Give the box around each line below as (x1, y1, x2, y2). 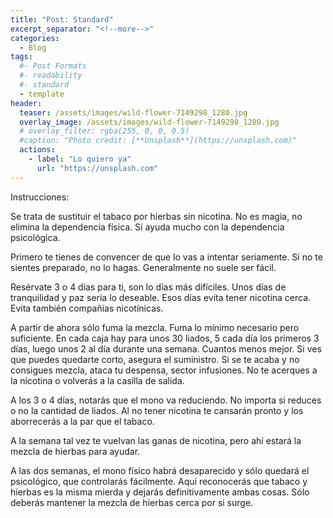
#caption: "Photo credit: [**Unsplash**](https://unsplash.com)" (19, 136, 298, 146)
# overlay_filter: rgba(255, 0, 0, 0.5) (19, 126, 190, 136)
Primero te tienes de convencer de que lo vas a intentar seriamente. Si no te (10, 251, 323, 263)
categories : (10, 33, 60, 43)
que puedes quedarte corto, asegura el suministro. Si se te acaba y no (10, 353, 300, 365)
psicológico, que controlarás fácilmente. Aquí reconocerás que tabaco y (10, 475, 308, 487)
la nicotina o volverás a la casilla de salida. (10, 374, 185, 386)
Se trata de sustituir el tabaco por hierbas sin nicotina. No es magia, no (10, 210, 303, 222)
